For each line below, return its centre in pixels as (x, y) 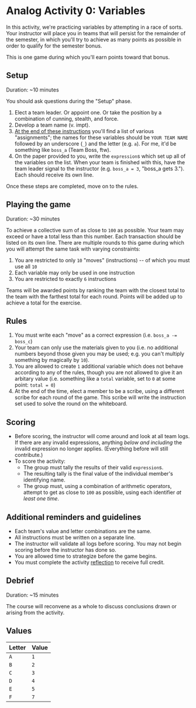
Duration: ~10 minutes (33, 90)
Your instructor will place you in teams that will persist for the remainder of (96, 33)
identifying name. (44, 480)
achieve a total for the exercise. (44, 303)
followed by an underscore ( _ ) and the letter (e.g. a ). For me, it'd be (95, 143)
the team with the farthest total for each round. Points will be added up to (94, 296)
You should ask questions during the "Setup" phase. (69, 101)
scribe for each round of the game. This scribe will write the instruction (100, 398)
